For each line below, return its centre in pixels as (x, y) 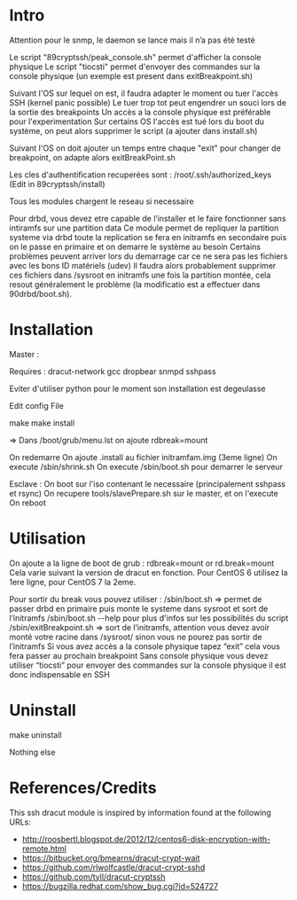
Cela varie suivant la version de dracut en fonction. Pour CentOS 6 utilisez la (148, 572)
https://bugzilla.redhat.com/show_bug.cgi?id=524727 (120, 886)
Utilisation (47, 539)
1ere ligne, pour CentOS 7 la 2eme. (73, 582)
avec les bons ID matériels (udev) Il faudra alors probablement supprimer (143, 265)
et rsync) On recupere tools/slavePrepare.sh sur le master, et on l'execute (144, 493)
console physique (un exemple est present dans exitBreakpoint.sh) (131, 75)
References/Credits (83, 788)
